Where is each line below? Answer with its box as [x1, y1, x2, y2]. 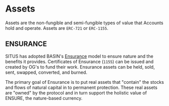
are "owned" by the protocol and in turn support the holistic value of [5, 89, 147, 96]
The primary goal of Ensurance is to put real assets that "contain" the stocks [5, 79, 164, 85]
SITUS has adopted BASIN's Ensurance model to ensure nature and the [5, 53, 154, 59]
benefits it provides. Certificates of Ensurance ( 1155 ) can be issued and [5, 59, 154, 65]
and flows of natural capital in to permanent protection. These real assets [5, 84, 158, 90]
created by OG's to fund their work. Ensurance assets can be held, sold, [5, 64, 155, 70]
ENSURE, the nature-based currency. [5, 95, 83, 101]
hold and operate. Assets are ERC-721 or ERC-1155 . [5, 25, 108, 31]
